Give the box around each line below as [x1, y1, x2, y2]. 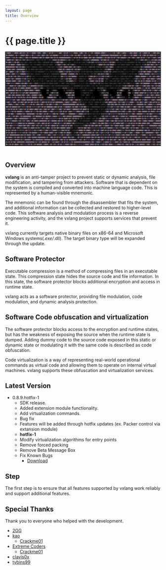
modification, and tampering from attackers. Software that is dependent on [5, 179, 158, 185]
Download [27, 458, 48, 464]
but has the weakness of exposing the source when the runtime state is [5, 332, 151, 337]
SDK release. [19, 400, 46, 406]
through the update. [5, 240, 46, 246]
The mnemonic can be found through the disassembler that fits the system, [5, 199, 159, 205]
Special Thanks [5, 505, 54, 513]
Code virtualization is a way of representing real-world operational [5, 357, 140, 363]
